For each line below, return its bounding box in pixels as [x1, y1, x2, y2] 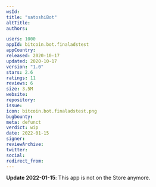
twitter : [6, 147, 28, 152]
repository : [6, 97, 36, 103]
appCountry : [6, 47, 36, 54]
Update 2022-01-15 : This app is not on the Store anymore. [6, 174, 151, 182]
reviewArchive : [6, 141, 44, 147]
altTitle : [6, 20, 31, 26]
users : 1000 [6, 36, 36, 42]
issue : [6, 102, 23, 108]
